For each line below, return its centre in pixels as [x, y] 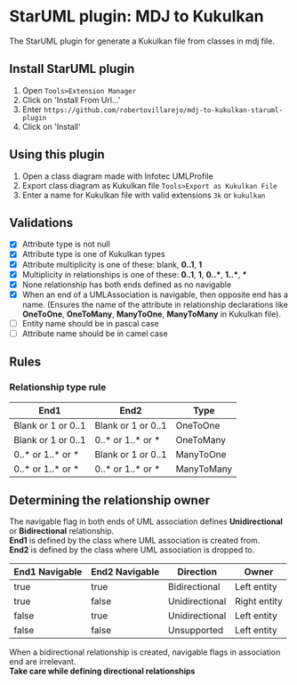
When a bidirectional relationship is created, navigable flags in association [145, 652]
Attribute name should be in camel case [95, 333]
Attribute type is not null [66, 244]
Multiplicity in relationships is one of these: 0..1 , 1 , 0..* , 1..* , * [134, 274]
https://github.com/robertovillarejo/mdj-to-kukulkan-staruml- [163, 110]
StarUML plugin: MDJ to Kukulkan [136, 16]
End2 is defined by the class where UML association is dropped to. [132, 550]
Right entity [258, 601]
